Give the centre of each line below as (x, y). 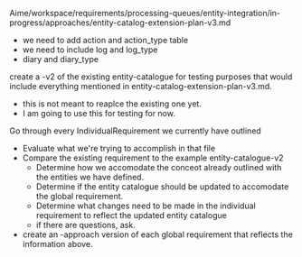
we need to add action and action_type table (105, 40)
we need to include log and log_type (90, 50)
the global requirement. (80, 196)
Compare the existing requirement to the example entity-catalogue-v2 (153, 158)
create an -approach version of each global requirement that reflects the (158, 234)
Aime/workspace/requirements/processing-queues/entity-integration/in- (145, 13)
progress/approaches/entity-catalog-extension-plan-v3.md (120, 23)
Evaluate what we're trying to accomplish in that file (118, 148)
